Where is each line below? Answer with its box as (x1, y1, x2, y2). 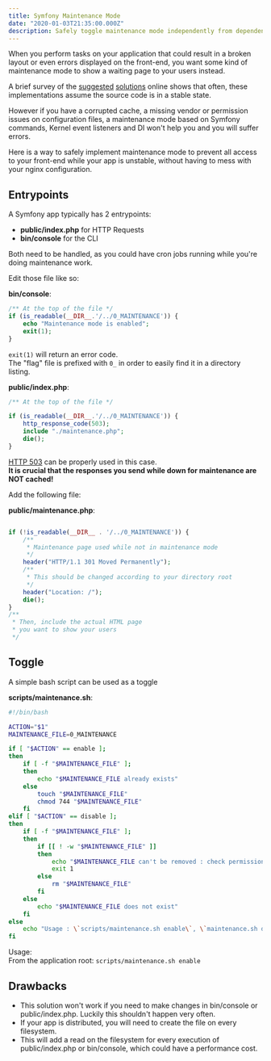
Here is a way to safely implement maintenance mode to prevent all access (8, 147, 257, 157)
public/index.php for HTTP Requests (19, 225, 144, 235)
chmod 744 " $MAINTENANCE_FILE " (37, 797, 143, 806)
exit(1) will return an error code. (8, 349, 119, 359)
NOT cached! (8, 474, 54, 484)
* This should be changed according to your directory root (26, 573, 232, 581)
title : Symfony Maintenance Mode (8, 11, 121, 20)
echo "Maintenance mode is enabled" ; (23, 320, 150, 328)
